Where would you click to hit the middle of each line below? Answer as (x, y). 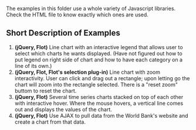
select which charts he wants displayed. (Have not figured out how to (99, 53)
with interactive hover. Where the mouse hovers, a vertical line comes (99, 103)
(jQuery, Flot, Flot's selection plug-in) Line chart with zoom (87, 72)
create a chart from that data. (50, 122)
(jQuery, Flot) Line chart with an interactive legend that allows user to (99, 47)
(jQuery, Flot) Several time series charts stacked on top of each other (99, 97)
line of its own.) (33, 66)
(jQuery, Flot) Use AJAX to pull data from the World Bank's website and (102, 115)
